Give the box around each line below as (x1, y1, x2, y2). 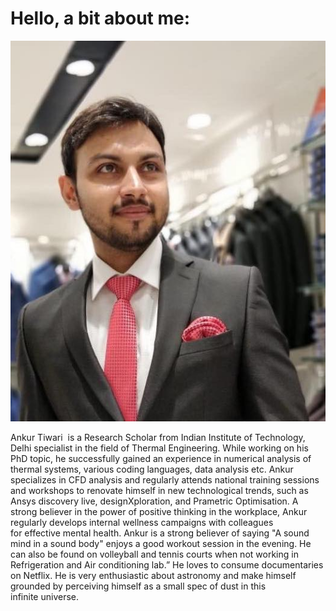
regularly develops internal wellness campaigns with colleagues (10, 516, 274, 528)
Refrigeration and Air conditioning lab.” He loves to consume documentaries (10, 558, 324, 571)
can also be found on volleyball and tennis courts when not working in (10, 548, 299, 560)
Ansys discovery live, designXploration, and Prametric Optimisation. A (10, 495, 299, 507)
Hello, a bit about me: (10, 7, 191, 30)
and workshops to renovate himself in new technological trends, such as (10, 484, 309, 496)
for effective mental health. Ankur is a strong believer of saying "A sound (10, 527, 310, 539)
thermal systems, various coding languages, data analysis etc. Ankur (10, 463, 294, 475)
